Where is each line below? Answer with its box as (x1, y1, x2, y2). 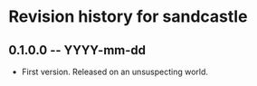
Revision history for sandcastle (8, 6, 248, 27)
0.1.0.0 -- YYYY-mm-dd (8, 43, 147, 58)
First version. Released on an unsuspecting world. (21, 66, 209, 77)
